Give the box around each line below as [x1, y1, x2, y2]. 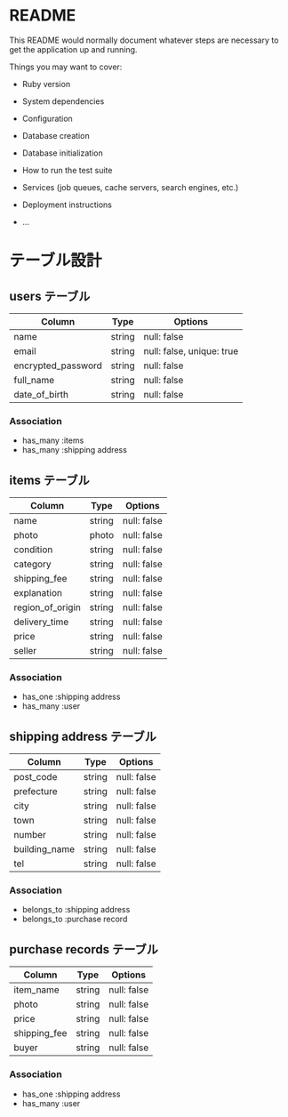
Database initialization [21, 148, 104, 158]
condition [13, 543, 53, 556]
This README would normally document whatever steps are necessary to [9, 35, 279, 45]
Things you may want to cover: [9, 61, 123, 72]
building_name [13, 843, 76, 856]
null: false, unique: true [143, 344, 238, 357]
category [13, 558, 52, 570]
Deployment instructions [21, 199, 113, 210]
